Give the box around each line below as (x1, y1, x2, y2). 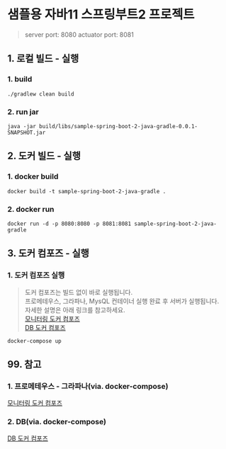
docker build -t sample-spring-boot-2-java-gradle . (7, 188, 166, 195)
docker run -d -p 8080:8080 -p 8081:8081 (7, 220, 132, 227)
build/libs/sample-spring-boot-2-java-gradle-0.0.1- (38, 123, 198, 130)
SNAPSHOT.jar (7, 129, 46, 136)
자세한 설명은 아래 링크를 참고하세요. (24, 305, 125, 314)
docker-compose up (7, 337, 62, 344)
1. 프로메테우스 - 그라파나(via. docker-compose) (7, 381, 169, 391)
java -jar (7, 123, 37, 130)
